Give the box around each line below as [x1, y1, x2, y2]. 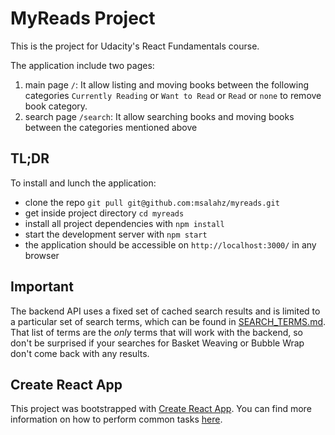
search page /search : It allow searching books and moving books [24, 110, 295, 122]
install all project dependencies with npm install [24, 217, 225, 229]
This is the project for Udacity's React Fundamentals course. [10, 40, 260, 52]
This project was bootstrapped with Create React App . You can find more [10, 403, 312, 415]
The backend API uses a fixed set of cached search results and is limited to [10, 305, 321, 317]
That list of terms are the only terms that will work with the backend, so [10, 326, 303, 338]
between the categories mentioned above [24, 121, 198, 133]
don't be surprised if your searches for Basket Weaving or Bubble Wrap [10, 337, 305, 349]
